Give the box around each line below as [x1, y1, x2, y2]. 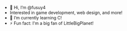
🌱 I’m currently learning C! [9, 15, 62, 20]
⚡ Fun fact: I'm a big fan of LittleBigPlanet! [9, 20, 94, 26]
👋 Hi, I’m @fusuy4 [9, 5, 46, 10]
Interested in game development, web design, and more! [9, 10, 123, 15]
